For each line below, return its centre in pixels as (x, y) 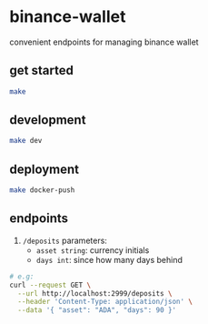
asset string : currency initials (93, 250)
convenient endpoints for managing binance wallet (104, 42)
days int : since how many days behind (109, 259)
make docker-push (42, 190)
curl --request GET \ (50, 285)
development (48, 120)
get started (42, 71)
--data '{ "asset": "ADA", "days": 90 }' (97, 310)
